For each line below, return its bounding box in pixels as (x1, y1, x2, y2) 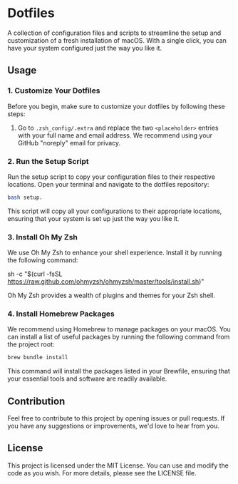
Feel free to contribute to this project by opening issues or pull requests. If (7, 414, 225, 423)
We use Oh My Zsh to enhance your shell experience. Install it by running (7, 248, 222, 257)
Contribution (7, 395, 66, 407)
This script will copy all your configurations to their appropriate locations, (7, 207, 222, 215)
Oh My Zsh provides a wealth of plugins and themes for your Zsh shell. (7, 291, 216, 300)
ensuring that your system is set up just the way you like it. (7, 214, 180, 222)
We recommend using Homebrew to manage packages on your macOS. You (7, 325, 232, 334)
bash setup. (7, 194, 43, 201)
